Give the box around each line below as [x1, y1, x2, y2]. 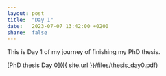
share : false [7, 29, 48, 36]
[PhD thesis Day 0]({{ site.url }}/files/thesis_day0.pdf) [7, 61, 158, 69]
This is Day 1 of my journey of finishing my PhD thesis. [7, 48, 161, 56]
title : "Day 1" [7, 16, 54, 23]
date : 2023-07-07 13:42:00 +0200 [7, 23, 109, 29]
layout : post [7, 10, 45, 17]
